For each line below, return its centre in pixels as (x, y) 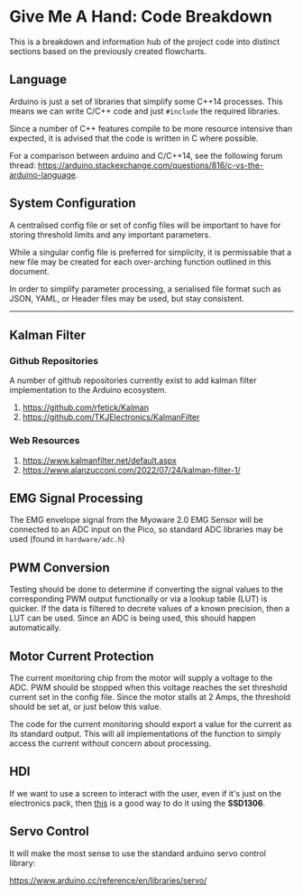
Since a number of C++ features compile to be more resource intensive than (151, 128)
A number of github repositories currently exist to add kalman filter (133, 380)
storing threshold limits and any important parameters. (110, 234)
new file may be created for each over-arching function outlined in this (141, 261)
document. (29, 271)
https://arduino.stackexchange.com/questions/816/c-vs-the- (151, 165)
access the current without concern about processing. (110, 743)
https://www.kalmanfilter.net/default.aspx (100, 460)
